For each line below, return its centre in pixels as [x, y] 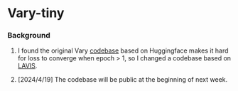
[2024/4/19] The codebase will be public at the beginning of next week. [123, 80]
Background [29, 36]
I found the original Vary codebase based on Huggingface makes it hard [123, 50]
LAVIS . [27, 66]
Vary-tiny [36, 13]
